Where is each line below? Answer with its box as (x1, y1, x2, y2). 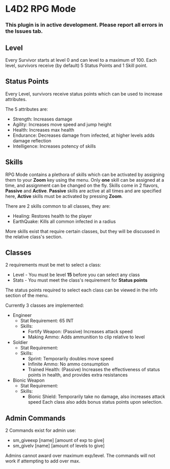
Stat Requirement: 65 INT (20, 317, 74, 324)
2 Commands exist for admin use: (5, 427, 76, 434)
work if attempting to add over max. (5, 458, 81, 464)
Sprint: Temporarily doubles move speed (28, 356, 114, 362)
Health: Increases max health (12, 127, 75, 133)
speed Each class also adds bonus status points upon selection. (28, 399, 163, 405)
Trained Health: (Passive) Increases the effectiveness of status (28, 366, 160, 373)
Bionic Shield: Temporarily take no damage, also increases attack (28, 393, 165, 400)
